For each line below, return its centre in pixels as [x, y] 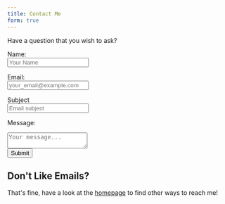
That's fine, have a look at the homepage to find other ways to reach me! [112, 193]
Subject [18, 100]
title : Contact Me [34, 14]
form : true [23, 20]
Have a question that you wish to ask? [62, 40]
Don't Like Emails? [49, 176]
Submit [20, 153]
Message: [22, 122]
